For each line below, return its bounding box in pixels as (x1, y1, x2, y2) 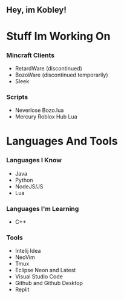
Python (15, 176, 33, 184)
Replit (15, 286, 30, 294)
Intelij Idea (15, 247, 41, 255)
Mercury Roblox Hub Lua (15, 113, 77, 120)
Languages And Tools (6, 134, 118, 148)
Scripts (6, 92, 28, 101)
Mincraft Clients (6, 51, 55, 60)
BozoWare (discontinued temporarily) (15, 71, 108, 78)
